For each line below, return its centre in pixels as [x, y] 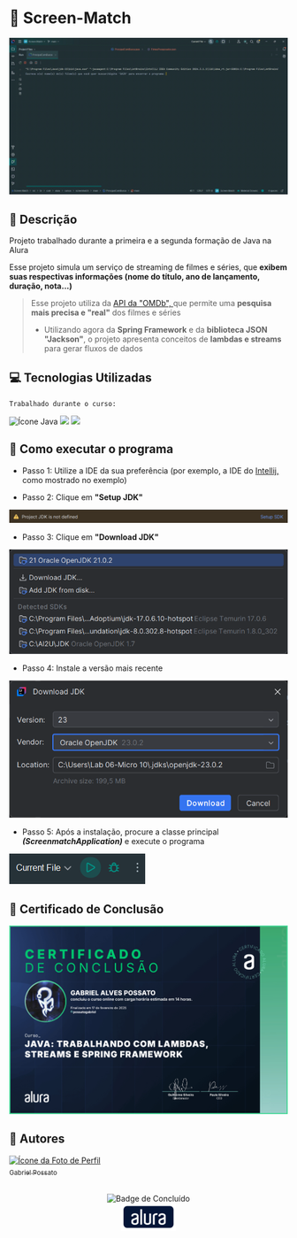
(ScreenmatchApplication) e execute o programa [113, 842]
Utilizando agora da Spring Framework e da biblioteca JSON [156, 330]
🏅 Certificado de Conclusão [87, 909]
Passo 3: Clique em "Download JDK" [90, 537]
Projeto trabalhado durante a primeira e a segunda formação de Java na [141, 241]
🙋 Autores [37, 1139]
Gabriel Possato [33, 1173]
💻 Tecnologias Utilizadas [80, 377]
